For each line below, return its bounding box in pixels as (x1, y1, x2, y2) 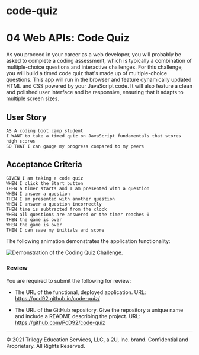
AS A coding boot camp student (6, 127, 84, 134)
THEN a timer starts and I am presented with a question (6, 186, 150, 191)
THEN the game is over (6, 216, 62, 223)
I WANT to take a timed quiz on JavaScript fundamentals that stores (6, 133, 182, 139)
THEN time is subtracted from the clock (6, 206, 108, 212)
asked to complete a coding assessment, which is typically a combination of (6, 57, 192, 65)
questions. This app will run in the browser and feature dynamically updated (6, 76, 192, 84)
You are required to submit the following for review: (6, 277, 131, 284)
